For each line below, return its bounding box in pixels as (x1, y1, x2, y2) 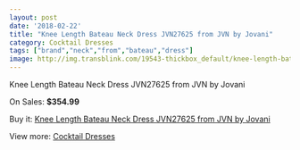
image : (9, 54, 34, 63)
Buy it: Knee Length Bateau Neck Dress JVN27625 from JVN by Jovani (9, 113, 271, 124)
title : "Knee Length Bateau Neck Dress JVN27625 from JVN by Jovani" (9, 29, 274, 38)
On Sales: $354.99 (9, 96, 80, 107)
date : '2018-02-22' (9, 21, 82, 30)
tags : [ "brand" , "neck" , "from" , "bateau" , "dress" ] (9, 46, 194, 55)
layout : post (9, 12, 58, 22)
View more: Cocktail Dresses (9, 131, 116, 141)
